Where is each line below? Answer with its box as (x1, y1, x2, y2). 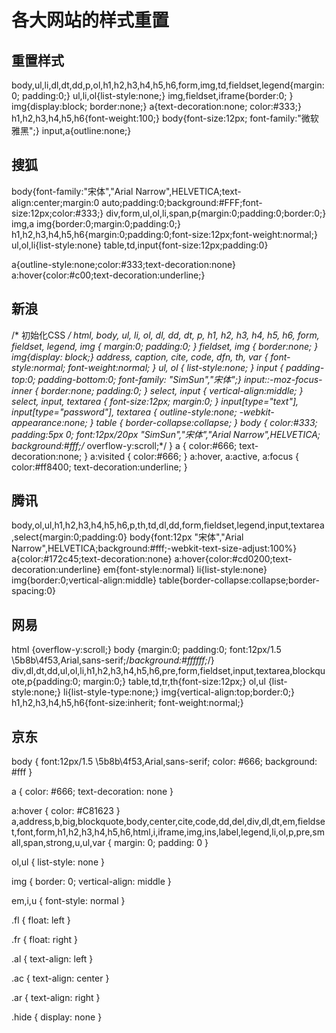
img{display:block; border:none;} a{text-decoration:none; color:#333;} (11, 101, 302, 112)
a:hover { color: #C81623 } (11, 805, 121, 817)
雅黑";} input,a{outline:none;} (11, 125, 132, 136)
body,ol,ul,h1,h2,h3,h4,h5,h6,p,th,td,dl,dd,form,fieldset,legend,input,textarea (11, 519, 325, 531)
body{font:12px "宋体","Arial (129, 531, 244, 543)
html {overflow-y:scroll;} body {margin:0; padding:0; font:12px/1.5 (11, 644, 282, 656)
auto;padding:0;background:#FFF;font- (101, 196, 263, 208)
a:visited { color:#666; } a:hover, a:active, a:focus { (90, 450, 300, 462)
